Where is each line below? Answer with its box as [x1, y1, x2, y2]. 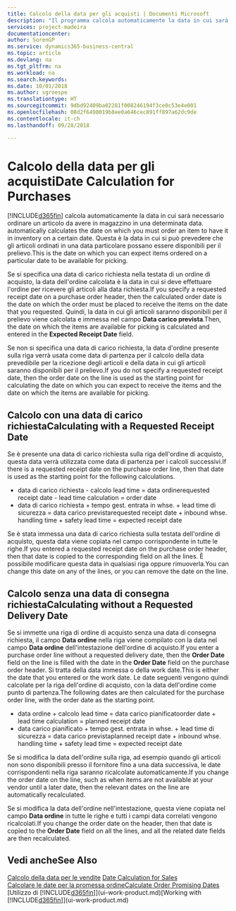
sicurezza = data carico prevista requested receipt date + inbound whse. [17, 508, 228, 517]
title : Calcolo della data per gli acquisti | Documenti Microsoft [7, 10, 210, 18]
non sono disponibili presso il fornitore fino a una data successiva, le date [7, 761, 221, 769]
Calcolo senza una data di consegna [7, 587, 170, 599]
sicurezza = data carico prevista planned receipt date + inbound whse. [17, 732, 222, 740]
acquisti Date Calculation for [7, 173, 175, 189]
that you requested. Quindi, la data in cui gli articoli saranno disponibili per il [7, 307, 228, 316]
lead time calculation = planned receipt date [17, 717, 146, 726]
